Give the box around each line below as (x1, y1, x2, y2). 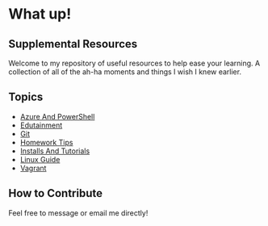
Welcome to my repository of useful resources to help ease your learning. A (8, 58, 261, 68)
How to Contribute (8, 186, 103, 200)
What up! (8, 5, 72, 23)
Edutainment (19, 120, 63, 130)
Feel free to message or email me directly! (8, 207, 149, 218)
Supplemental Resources (8, 37, 138, 51)
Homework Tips (19, 137, 73, 147)
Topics (8, 90, 44, 104)
